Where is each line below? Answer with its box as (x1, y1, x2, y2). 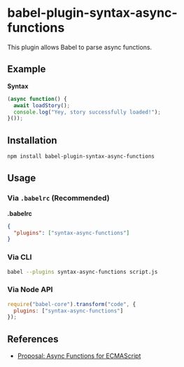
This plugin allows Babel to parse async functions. (7, 43, 153, 51)
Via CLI (7, 252, 32, 262)
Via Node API (7, 285, 53, 295)
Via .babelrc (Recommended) (7, 193, 110, 203)
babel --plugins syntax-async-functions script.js (7, 268, 158, 275)
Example (7, 63, 46, 75)
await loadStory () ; (13, 102, 71, 109)
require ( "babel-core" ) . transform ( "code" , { (7, 300, 136, 307)
